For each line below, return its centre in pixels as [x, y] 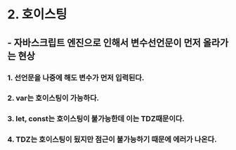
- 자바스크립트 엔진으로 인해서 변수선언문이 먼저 [104, 43]
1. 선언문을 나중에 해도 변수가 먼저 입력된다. [76, 77]
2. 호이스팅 [37, 14]
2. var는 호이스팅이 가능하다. [53, 98]
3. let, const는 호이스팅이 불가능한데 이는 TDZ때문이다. [96, 119]
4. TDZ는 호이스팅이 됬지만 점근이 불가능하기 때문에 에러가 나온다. [112, 139]
